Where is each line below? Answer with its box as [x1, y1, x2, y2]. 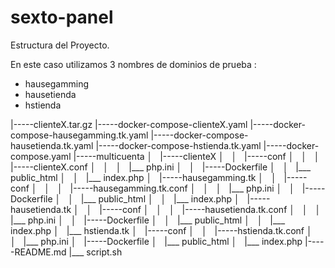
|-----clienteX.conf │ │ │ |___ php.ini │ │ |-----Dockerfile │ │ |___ [10, 161, 312, 173]
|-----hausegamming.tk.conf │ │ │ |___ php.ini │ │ [69, 182, 295, 194]
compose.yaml [10, 150, 72, 162]
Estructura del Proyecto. [10, 39, 110, 51]
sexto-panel [10, 6, 114, 29]
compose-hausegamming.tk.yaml [10, 129, 149, 141]
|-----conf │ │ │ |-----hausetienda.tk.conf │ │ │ [99, 203, 322, 215]
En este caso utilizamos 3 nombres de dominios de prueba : [10, 58, 257, 70]
